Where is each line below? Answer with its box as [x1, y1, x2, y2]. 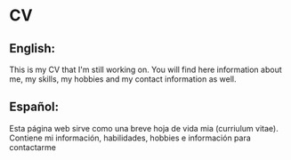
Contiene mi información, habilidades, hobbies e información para [9, 132, 251, 143]
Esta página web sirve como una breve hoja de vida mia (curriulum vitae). [9, 123, 279, 133]
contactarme [9, 141, 56, 152]
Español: [9, 100, 60, 115]
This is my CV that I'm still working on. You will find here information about [9, 64, 282, 75]
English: [9, 41, 56, 56]
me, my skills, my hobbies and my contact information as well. [9, 74, 238, 84]
